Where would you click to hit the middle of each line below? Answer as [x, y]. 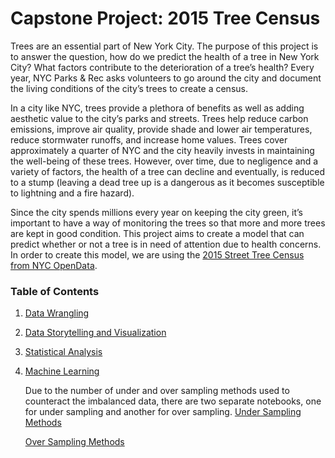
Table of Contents [55, 291]
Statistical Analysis [63, 352]
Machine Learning [62, 371]
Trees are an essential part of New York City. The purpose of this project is [164, 46]
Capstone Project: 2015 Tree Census [165, 18]
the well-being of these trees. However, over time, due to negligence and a [164, 161]
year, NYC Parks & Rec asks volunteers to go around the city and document [166, 78]
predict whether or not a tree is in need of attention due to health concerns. [166, 244]
